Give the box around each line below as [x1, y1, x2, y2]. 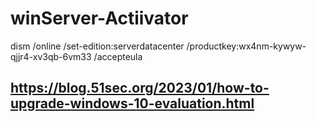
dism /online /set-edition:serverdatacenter [10, 40, 185, 52]
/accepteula [93, 50, 143, 62]
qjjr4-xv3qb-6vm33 [10, 50, 92, 62]
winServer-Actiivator [10, 7, 189, 30]
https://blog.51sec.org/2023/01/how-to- [10, 80, 270, 97]
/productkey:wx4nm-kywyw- [186, 40, 307, 52]
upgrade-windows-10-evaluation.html [10, 95, 255, 112]
